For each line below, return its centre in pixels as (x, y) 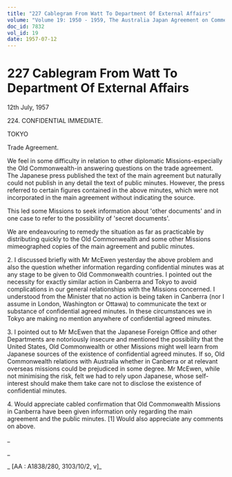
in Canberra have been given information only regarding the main (100, 411)
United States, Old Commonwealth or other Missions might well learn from (113, 347)
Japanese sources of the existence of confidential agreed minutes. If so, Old (116, 354)
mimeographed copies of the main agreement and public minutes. (101, 247)
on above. (21, 427)
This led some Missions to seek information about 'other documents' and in (115, 211)
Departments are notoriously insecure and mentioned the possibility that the (116, 339)
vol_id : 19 (23, 33)
